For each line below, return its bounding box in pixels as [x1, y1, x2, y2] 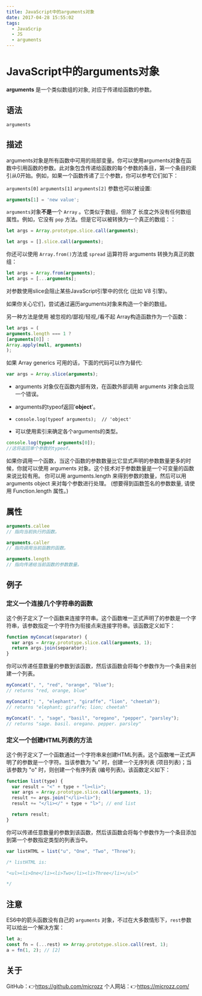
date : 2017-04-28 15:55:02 [6, 14, 74, 21]
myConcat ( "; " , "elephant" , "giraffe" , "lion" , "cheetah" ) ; [6, 698, 161, 704]
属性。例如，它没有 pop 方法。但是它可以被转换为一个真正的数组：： [6, 215, 176, 223]
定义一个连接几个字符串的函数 [6, 599, 93, 608]
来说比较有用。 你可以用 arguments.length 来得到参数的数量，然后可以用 [6, 472, 187, 479]
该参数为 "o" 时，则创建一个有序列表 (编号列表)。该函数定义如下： [6, 766, 171, 773]
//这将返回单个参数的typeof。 [6, 445, 74, 452]
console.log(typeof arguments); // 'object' [14, 417, 131, 423]
